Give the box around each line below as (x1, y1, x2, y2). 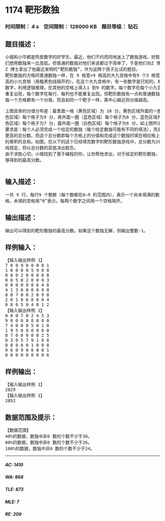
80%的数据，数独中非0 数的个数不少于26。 (5, 439, 92, 445)
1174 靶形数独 (5, 4, 60, 16)
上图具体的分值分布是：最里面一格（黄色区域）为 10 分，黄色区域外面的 (5, 108, 153, 113)
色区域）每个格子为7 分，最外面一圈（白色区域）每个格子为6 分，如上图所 (5, 120, 158, 126)
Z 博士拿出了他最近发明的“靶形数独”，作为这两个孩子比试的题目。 (5, 66, 140, 72)
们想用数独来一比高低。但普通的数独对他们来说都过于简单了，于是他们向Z (5, 60, 154, 66)
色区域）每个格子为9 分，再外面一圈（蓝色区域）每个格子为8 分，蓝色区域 (5, 114, 158, 120)
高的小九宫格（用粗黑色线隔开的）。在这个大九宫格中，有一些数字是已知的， (5, 79, 158, 84)
